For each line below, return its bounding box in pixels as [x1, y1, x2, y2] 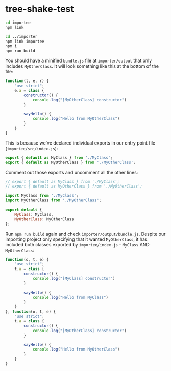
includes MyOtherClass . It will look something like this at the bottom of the [5, 63, 159, 69]
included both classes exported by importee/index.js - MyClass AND [5, 241, 150, 248]
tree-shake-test [5, 3, 74, 15]
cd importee [5, 20, 31, 25]
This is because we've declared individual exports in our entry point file [5, 139, 156, 146]
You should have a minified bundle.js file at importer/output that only [5, 57, 152, 64]
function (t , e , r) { [5, 78, 50, 84]
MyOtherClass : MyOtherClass [14, 216, 74, 222]
